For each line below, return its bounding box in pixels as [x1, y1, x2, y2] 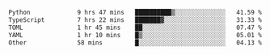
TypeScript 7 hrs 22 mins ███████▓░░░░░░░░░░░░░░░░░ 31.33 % [8, 15, 263, 24]
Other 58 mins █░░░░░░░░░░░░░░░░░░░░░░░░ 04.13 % [8, 38, 263, 47]
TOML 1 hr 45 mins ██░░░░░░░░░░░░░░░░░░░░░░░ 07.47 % [8, 23, 263, 32]
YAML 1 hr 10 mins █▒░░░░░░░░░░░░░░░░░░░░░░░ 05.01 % [8, 31, 263, 39]
